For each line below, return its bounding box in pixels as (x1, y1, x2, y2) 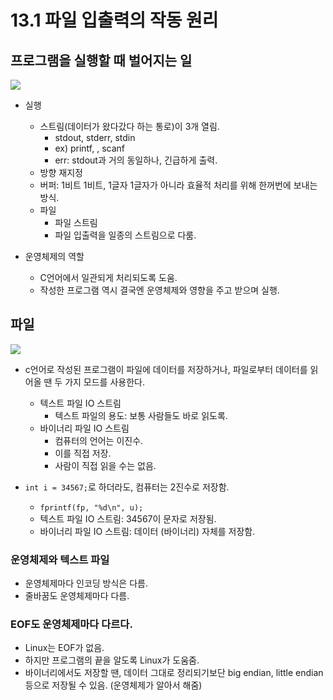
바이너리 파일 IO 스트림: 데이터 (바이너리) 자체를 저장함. (39, 525, 256, 537)
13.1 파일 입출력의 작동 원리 (10, 9, 219, 32)
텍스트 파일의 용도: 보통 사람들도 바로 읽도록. (54, 409, 228, 421)
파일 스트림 (54, 217, 98, 228)
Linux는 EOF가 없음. (24, 642, 105, 654)
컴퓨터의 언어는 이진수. (54, 434, 144, 446)
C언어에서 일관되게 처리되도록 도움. (39, 272, 178, 283)
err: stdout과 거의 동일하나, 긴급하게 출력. (54, 154, 218, 166)
